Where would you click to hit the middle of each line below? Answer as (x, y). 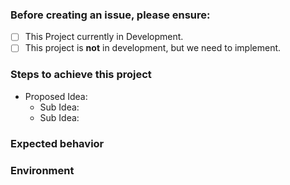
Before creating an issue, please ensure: (110, 15)
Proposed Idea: (56, 96)
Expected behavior (57, 143)
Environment (42, 170)
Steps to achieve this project (81, 75)
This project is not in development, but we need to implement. (153, 48)
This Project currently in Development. (104, 37)
